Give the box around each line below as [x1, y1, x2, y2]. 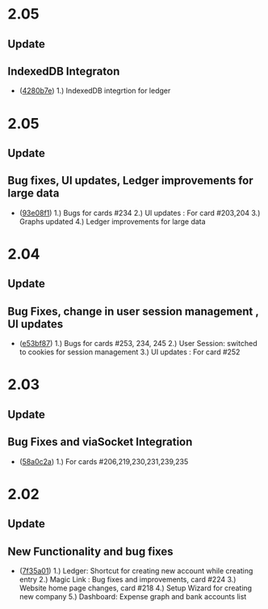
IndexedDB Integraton [7, 64, 120, 78]
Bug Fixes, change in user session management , [7, 304, 259, 318]
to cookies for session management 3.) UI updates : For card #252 [19, 347, 241, 357]
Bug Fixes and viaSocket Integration [7, 435, 193, 449]
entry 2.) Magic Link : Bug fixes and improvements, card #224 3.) [19, 574, 237, 584]
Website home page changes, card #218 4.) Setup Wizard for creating [19, 583, 252, 593]
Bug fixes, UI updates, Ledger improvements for [7, 174, 253, 188]
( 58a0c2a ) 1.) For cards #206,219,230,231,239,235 [19, 456, 189, 466]
